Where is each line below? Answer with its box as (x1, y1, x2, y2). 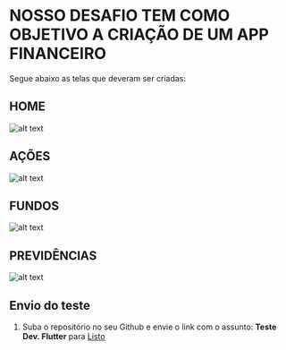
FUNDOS (9, 198, 60, 213)
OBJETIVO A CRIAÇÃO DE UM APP (9, 24, 270, 45)
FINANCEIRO (9, 44, 107, 64)
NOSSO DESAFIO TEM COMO (9, 5, 231, 26)
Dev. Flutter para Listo (21, 331, 105, 341)
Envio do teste (9, 297, 91, 313)
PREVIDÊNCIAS (9, 248, 97, 263)
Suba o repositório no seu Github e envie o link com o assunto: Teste (21, 321, 277, 332)
